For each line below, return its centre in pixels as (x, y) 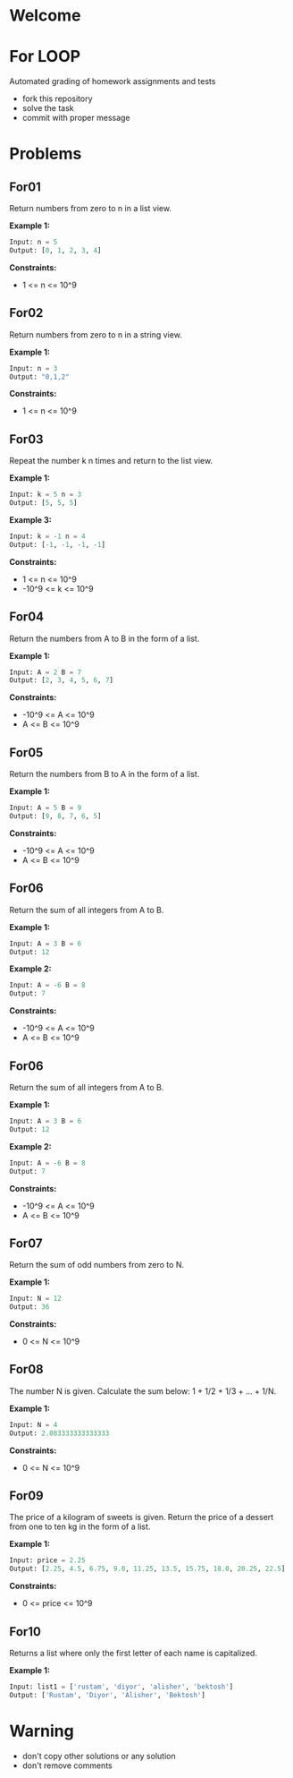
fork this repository (57, 98)
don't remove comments (67, 1765)
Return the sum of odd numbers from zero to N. (97, 1265)
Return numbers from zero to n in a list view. (91, 209)
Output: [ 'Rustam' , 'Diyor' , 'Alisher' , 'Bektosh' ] (107, 1695)
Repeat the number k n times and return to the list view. (111, 461)
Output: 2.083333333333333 (59, 1433)
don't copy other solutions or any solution (99, 1756)
